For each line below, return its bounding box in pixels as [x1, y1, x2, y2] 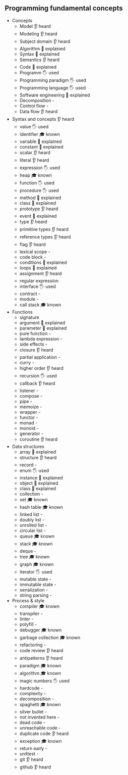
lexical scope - [19, 249, 51, 255]
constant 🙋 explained [19, 143, 63, 150]
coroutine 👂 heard [19, 436, 58, 442]
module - [19, 296, 39, 302]
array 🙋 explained [19, 449, 56, 455]
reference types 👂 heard [19, 233, 71, 239]
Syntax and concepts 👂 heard [12, 116, 75, 122]
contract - [19, 290, 41, 297]
